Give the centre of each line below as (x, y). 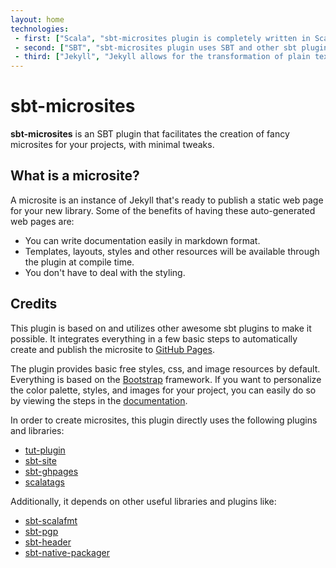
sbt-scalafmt (51, 520)
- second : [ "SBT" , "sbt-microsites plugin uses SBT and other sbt (156, 47)
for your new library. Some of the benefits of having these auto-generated (163, 210)
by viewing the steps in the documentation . (99, 400)
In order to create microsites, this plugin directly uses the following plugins (164, 420)
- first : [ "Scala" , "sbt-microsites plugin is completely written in (162, 38)
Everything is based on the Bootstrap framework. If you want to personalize (166, 379)
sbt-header (48, 542)
